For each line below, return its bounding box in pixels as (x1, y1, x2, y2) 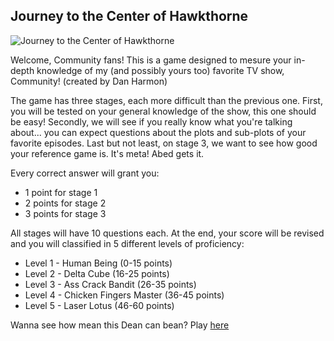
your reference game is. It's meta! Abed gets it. (10, 147, 205, 159)
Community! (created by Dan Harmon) (10, 75, 168, 87)
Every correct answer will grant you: (10, 167, 160, 179)
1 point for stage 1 (24, 186, 98, 198)
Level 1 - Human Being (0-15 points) (24, 257, 173, 269)
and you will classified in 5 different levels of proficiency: (10, 237, 245, 249)
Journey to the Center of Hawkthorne (10, 8, 249, 25)
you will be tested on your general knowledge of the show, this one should (10, 105, 317, 117)
